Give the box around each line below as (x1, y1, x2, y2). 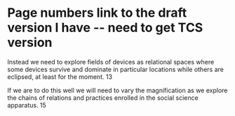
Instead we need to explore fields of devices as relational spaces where (7, 57, 215, 66)
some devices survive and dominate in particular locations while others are (7, 65, 224, 73)
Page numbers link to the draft (7, 5, 187, 21)
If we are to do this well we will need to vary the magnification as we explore (7, 86, 228, 94)
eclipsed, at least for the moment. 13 (7, 72, 113, 81)
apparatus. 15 (7, 101, 47, 109)
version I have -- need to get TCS (7, 20, 203, 36)
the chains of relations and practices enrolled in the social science (7, 93, 199, 102)
